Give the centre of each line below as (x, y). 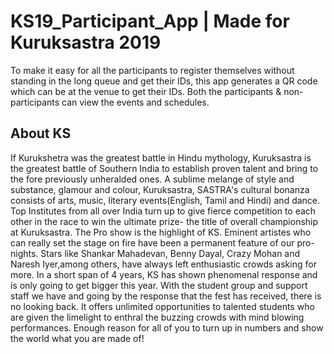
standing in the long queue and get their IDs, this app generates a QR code (164, 81)
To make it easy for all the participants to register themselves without (152, 70)
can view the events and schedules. (135, 102)
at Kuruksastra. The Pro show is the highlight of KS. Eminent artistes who (161, 232)
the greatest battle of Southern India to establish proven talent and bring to (164, 168)
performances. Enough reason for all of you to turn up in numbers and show (167, 327)
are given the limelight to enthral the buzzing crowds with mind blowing (157, 317)
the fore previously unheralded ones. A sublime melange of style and (152, 179)
